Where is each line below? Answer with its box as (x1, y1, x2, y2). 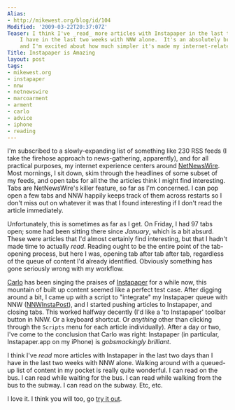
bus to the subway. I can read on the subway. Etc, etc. (7, 381, 163, 390)
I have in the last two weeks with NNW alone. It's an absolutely (20, 36, 220, 43)
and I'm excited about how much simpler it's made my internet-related (20, 43, 233, 50)
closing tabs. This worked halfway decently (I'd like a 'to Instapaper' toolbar (7, 308, 226, 316)
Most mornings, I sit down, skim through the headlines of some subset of (7, 169, 218, 177)
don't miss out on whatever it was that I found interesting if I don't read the (7, 199, 222, 207)
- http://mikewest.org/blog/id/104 (7, 17, 111, 24)
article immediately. (7, 206, 64, 214)
